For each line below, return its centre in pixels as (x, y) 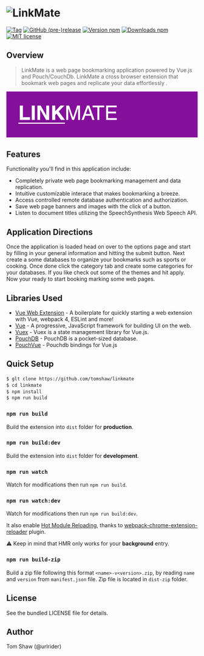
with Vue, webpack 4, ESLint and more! (64, 319)
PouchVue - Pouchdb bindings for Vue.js (66, 345)
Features (23, 154)
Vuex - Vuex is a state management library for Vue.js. (82, 332)
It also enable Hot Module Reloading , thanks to (65, 525)
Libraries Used (34, 298)
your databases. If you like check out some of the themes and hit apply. (96, 273)
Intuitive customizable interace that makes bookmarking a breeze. (97, 194)
